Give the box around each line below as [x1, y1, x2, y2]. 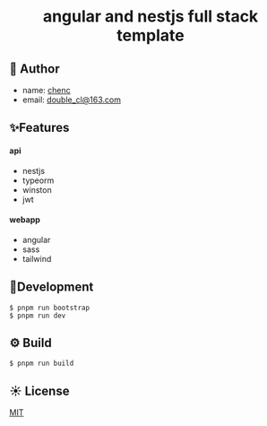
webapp [9, 214, 40, 225]
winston [22, 184, 52, 195]
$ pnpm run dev [9, 311, 66, 320]
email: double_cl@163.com [22, 94, 121, 105]
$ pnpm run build [9, 359, 74, 369]
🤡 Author [9, 61, 60, 76]
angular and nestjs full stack [42, 6, 259, 27]
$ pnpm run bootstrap [9, 303, 90, 312]
